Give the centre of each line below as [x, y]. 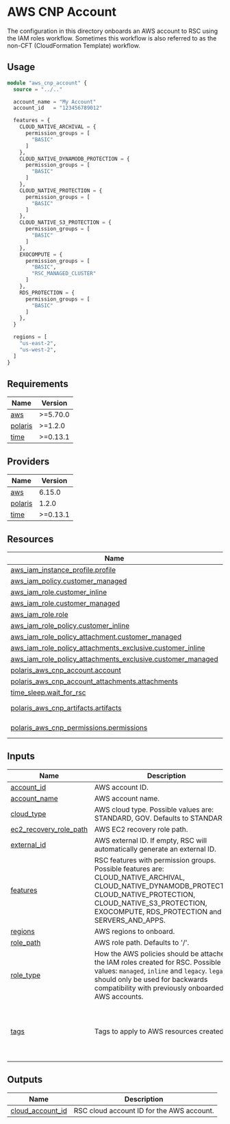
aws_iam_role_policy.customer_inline [70, 625]
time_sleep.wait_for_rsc [48, 692]
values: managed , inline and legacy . [151, 970]
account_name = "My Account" [55, 102]
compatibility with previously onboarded [159, 987]
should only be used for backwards [151, 979]
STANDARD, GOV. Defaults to [142, 818]
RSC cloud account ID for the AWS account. [144, 1110]
